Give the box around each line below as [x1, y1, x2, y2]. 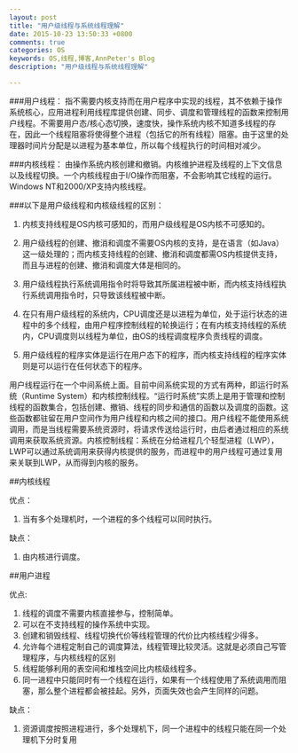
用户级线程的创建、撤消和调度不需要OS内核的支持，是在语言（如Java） [21, 237, 284, 248]
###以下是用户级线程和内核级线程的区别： [9, 200, 164, 210]
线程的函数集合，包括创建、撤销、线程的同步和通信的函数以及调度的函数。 [9, 401, 281, 412]
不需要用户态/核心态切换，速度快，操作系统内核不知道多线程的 [39, 117, 269, 129]
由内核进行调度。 [21, 551, 85, 561]
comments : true [9, 37, 66, 47]
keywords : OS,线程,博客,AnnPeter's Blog [9, 54, 155, 63]
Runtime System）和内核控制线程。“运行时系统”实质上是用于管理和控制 [24, 390, 286, 401]
